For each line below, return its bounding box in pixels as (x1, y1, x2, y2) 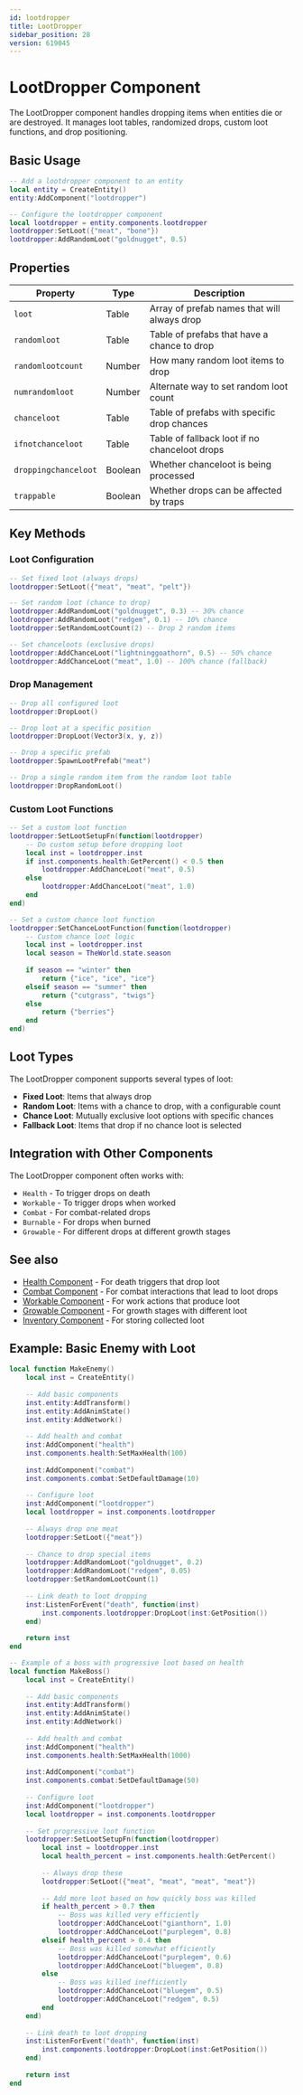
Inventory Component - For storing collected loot (22, 1315, 205, 1326)
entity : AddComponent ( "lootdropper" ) (9, 193, 147, 203)
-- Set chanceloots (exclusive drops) (9, 639, 155, 649)
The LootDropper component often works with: (9, 1170, 185, 1181)
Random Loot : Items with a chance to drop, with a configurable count (22, 1100, 281, 1111)
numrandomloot (14, 386, 75, 397)
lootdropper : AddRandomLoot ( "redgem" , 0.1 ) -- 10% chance (9, 616, 228, 625)
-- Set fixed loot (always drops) (9, 573, 140, 583)
